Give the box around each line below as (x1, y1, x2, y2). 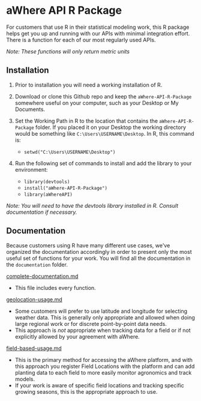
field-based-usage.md (6, 345, 62, 352)
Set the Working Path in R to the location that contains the (14, 117, 158, 124)
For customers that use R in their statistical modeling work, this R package (6, 23, 190, 31)
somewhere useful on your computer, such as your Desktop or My (14, 99, 179, 106)
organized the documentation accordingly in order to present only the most (6, 248, 192, 255)
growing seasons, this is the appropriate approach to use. (14, 388, 158, 395)
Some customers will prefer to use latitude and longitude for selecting (14, 307, 188, 315)
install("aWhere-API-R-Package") (23, 185, 108, 191)
